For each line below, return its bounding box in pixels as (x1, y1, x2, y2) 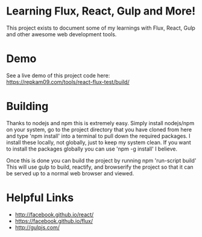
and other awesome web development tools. (6, 30, 117, 37)
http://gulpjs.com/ (14, 224, 60, 231)
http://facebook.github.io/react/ (14, 210, 94, 218)
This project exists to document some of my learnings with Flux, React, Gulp (6, 24, 196, 31)
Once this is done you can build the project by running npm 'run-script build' (6, 157, 197, 164)
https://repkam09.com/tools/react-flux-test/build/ (6, 78, 130, 85)
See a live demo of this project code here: (6, 71, 110, 79)
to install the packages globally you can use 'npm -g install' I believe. (6, 145, 178, 152)
